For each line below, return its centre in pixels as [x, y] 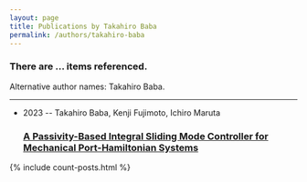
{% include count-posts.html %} [70, 167]
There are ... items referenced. [79, 66]
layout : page [34, 18]
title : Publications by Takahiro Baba [83, 26]
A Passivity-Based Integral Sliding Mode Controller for [145, 136]
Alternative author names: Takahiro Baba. [87, 86]
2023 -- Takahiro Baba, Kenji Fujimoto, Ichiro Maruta [122, 112]
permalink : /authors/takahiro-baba [77, 35]
